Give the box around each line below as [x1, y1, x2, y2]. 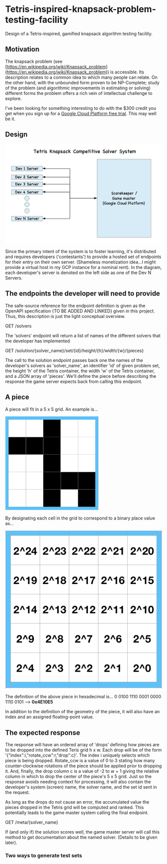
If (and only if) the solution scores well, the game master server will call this [5, 829, 160, 835]
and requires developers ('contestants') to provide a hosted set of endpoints [5, 254, 162, 260]
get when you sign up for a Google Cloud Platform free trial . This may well [5, 110, 157, 116]
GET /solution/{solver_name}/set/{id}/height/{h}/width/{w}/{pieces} [5, 347, 144, 353]
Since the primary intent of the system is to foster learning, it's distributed [5, 248, 157, 254]
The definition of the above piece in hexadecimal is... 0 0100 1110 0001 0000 [5, 694, 162, 700]
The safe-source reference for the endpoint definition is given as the [5, 302, 146, 308]
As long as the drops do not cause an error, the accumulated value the [5, 799, 150, 805]
